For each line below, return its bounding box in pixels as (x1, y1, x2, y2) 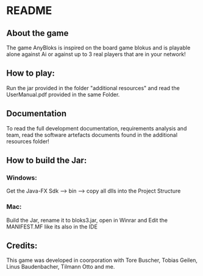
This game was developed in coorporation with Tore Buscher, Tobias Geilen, (6, 257, 198, 264)
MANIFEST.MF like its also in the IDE (6, 223, 98, 230)
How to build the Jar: (6, 155, 87, 166)
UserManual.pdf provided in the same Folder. (6, 91, 120, 98)
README (6, 4, 52, 18)
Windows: (6, 173, 38, 182)
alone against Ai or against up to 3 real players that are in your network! (6, 51, 186, 58)
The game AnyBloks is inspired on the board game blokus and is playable (6, 44, 191, 51)
